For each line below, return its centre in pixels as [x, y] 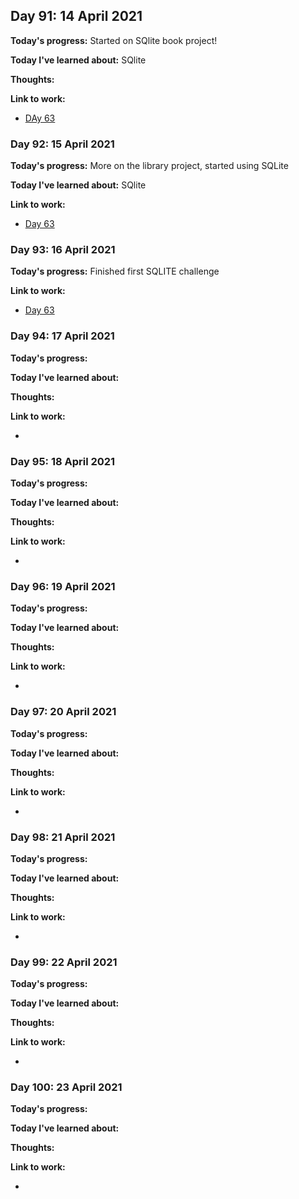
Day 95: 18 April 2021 [63, 461]
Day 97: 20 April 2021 [63, 712]
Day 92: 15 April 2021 [62, 144]
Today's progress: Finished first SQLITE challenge [115, 271]
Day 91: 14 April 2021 [76, 16]
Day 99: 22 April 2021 [64, 962]
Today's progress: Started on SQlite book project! [114, 40]
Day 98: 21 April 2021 [63, 837]
